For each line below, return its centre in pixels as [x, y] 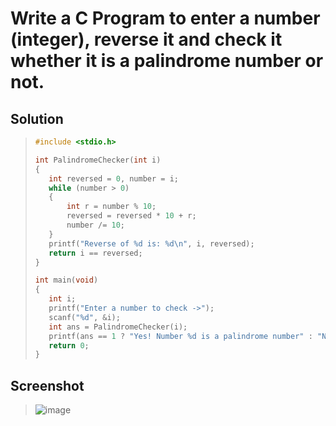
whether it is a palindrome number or [167, 61]
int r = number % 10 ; [111, 207]
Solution [37, 118]
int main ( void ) [66, 280]
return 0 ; [69, 345]
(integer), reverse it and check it [146, 39]
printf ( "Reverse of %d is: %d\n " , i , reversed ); [151, 243]
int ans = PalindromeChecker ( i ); [118, 327]
